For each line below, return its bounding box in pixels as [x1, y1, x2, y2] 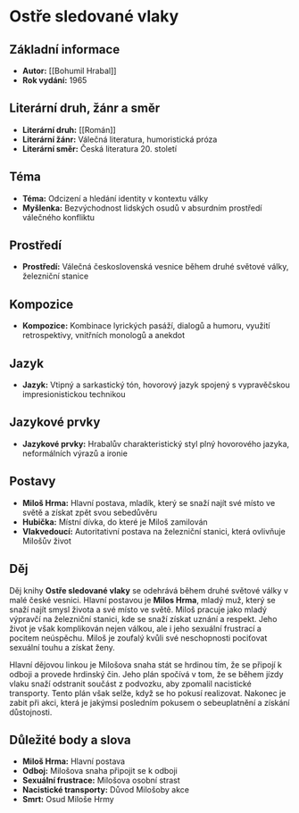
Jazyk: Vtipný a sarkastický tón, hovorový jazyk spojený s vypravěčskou [21, 379, 290, 390]
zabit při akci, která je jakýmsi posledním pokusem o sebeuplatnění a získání [9, 697, 290, 708]
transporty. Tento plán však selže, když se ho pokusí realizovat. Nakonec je [9, 687, 287, 698]
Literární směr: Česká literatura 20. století [21, 143, 177, 153]
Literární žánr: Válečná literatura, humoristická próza [21, 134, 218, 145]
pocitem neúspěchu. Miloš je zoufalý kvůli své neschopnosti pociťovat [9, 632, 268, 643]
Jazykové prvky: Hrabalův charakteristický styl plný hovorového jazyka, [21, 438, 290, 449]
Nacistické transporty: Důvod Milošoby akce [21, 784, 190, 795]
